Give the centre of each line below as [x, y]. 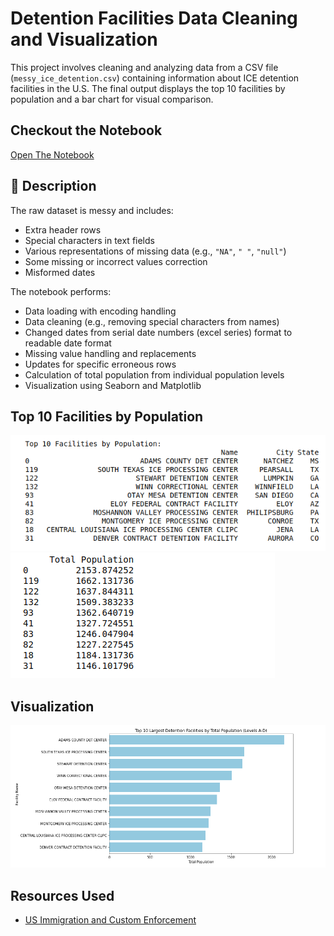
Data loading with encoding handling [100, 311]
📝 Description [53, 186]
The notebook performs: [61, 291]
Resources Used [62, 895]
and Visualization [84, 39]
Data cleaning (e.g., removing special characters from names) [152, 321]
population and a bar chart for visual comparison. [112, 99]
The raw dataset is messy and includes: [92, 210]
